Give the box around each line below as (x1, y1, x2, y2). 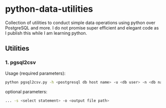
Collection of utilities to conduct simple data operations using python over (5, 20, 156, 26)
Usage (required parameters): (5, 70, 66, 76)
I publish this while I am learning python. (5, 30, 87, 36)
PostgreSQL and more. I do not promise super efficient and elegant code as (5, 25, 159, 30)
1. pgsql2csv (5, 59, 36, 66)
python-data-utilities (5, 3, 93, 15)
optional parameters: (5, 88, 48, 94)
